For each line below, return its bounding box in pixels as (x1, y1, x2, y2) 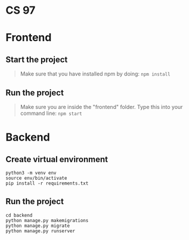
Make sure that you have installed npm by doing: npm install (20, 70, 171, 77)
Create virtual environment (5, 154, 109, 164)
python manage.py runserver (5, 227, 76, 234)
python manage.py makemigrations (5, 217, 89, 223)
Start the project (5, 54, 68, 64)
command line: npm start (20, 110, 82, 117)
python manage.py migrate (5, 223, 70, 229)
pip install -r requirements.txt (5, 180, 89, 186)
